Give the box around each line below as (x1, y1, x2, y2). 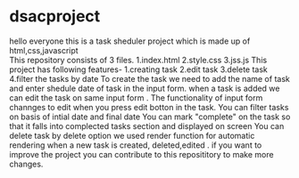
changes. (9, 158, 44, 169)
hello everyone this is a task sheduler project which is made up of (9, 36, 251, 46)
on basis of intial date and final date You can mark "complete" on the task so (9, 111, 291, 122)
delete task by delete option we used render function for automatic (9, 130, 255, 141)
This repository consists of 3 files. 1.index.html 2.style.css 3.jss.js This (9, 54, 268, 65)
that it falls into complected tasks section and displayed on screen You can (9, 120, 285, 131)
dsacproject (9, 6, 101, 27)
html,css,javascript (9, 44, 79, 55)
